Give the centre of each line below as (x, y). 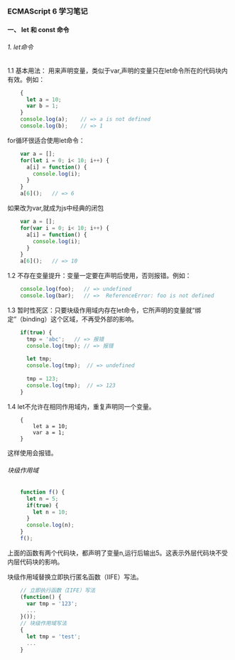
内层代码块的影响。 (35, 561)
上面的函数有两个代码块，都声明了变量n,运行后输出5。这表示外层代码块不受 (118, 553)
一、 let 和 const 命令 (38, 29)
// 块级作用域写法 (44, 624)
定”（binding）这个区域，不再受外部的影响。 (73, 319)
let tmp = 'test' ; (53, 637)
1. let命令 (20, 47)
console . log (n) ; (50, 525)
